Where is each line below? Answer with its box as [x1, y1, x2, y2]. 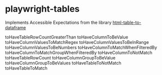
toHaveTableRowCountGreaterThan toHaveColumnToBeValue [5, 34, 128, 40]
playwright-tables [5, 3, 80, 15]
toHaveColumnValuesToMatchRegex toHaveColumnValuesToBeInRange [5, 39, 149, 45]
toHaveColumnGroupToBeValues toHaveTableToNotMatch [5, 60, 121, 66]
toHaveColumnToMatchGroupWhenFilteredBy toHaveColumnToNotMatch [5, 50, 153, 56]
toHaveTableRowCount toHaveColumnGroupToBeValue [5, 55, 116, 60]
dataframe [5, 24, 26, 30]
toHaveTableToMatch [5, 65, 48, 71]
